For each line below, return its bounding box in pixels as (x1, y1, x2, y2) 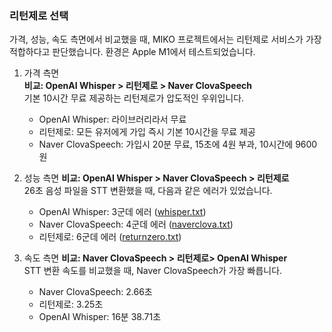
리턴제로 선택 (9, 8, 69, 22)
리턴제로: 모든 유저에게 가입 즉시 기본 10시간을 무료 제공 (38, 126, 256, 138)
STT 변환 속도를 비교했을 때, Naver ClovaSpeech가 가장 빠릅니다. (23, 265, 283, 277)
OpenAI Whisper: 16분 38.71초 (38, 311, 162, 323)
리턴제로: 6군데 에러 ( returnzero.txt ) (38, 231, 182, 243)
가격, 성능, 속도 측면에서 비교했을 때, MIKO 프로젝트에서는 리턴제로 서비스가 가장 (9, 33, 322, 46)
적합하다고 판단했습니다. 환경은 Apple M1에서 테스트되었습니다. (9, 46, 256, 58)
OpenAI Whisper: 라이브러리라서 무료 (38, 113, 187, 126)
